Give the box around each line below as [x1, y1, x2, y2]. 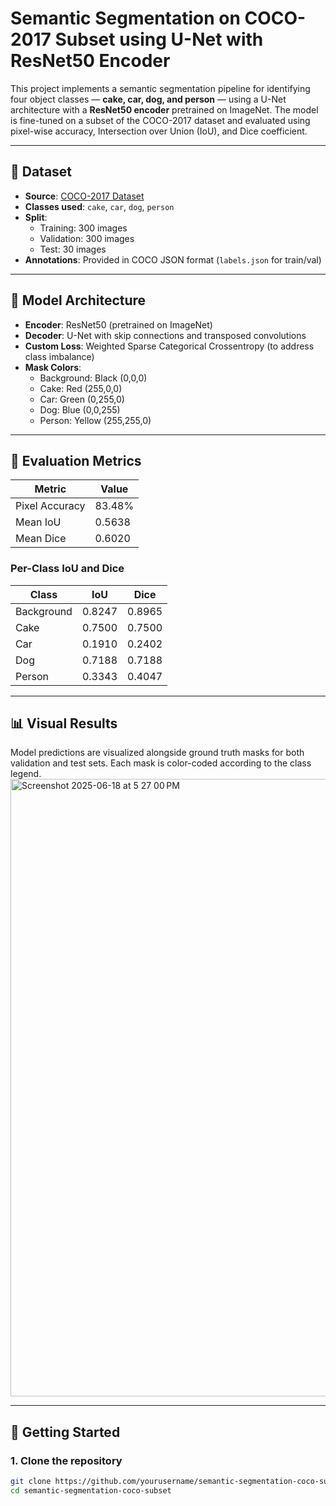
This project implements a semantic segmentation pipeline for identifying [10, 82, 311, 94]
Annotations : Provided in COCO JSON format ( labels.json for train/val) [24, 253, 322, 266]
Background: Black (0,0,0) [39, 372, 148, 384]
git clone [10, 1477, 52, 1487]
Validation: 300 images [39, 232, 135, 244]
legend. [10, 768, 42, 780]
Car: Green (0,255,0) [39, 393, 125, 405]
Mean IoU [15, 515, 62, 529]
